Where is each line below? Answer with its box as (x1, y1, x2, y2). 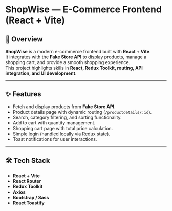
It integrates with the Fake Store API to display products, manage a (5, 54, 147, 60)
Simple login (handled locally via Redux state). (12, 131, 110, 137)
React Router (12, 178, 41, 184)
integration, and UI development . (5, 70, 77, 76)
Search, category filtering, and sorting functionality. (12, 114, 122, 120)
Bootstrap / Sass (12, 194, 49, 200)
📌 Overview (5, 35, 43, 44)
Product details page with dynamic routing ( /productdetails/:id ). (12, 109, 152, 115)
